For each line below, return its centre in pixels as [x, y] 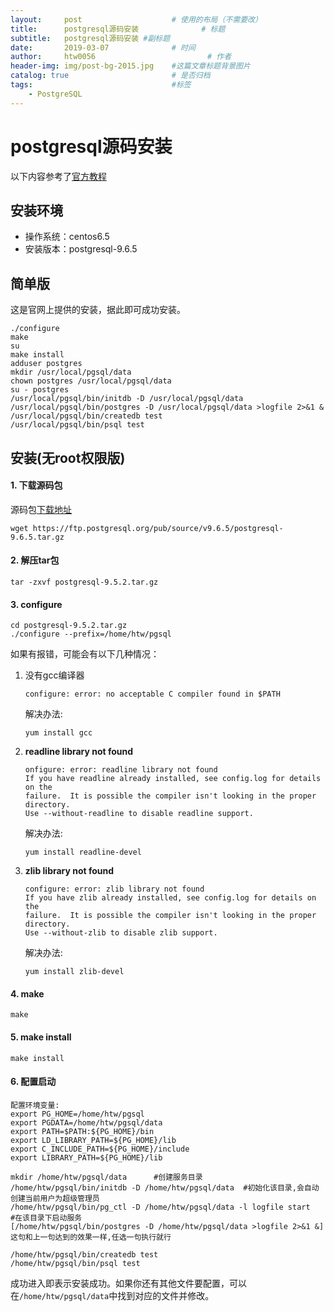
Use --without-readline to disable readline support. [139, 814]
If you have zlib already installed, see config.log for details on [170, 898]
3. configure [36, 604]
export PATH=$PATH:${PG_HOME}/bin [82, 1131]
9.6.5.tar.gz [37, 537]
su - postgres [40, 390]
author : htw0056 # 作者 [121, 57]
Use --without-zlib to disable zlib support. [121, 933]
